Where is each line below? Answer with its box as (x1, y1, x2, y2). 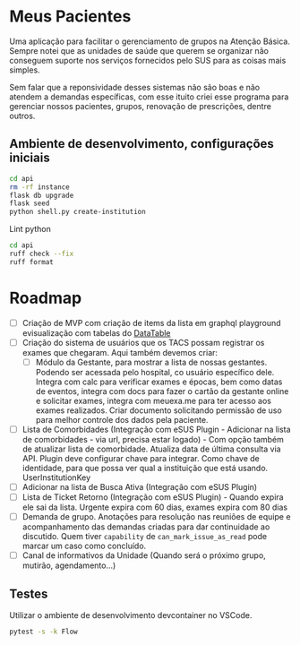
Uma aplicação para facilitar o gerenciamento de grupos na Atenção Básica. (9, 36, 291, 47)
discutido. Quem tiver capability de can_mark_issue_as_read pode (21, 531, 267, 542)
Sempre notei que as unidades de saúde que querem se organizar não (9, 45, 269, 56)
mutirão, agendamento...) (21, 560, 116, 571)
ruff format (9, 257, 54, 266)
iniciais (9, 150, 51, 166)
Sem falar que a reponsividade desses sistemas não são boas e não (9, 82, 261, 92)
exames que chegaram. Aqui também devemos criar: (21, 347, 218, 357)
